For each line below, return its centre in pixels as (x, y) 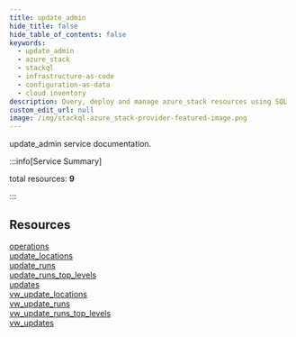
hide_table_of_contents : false (68, 34)
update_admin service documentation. (81, 144)
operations (29, 246)
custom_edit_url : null (52, 110)
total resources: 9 (42, 179)
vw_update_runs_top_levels (60, 313)
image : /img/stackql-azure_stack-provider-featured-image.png (128, 118)
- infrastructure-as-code (66, 77)
